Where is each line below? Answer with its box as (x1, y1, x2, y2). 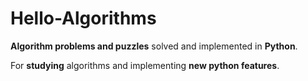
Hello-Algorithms (10, 7, 157, 30)
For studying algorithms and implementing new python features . (10, 59, 280, 71)
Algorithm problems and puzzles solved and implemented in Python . (10, 40, 298, 52)
